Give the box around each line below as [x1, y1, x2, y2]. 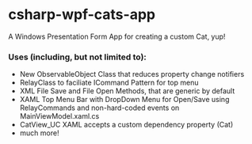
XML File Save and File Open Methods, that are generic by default [19, 86, 235, 96]
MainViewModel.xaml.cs [19, 112, 100, 121]
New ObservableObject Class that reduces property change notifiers [19, 70, 245, 79]
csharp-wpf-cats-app [8, 6, 156, 24]
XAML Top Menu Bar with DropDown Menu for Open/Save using [19, 95, 230, 104]
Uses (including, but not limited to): [8, 51, 147, 63]
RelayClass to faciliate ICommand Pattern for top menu [19, 78, 199, 88]
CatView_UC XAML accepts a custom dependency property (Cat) [19, 120, 234, 130]
